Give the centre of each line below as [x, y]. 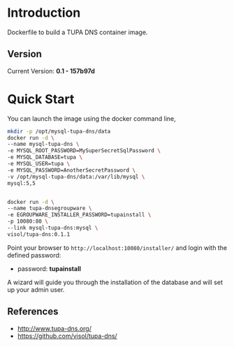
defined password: [34, 255]
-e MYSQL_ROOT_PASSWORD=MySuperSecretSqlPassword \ [84, 151]
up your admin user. [36, 289]
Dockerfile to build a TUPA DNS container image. [78, 32]
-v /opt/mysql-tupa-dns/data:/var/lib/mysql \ [76, 177]
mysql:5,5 [22, 183]
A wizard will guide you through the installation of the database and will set [115, 282]
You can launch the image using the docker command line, [92, 118]
